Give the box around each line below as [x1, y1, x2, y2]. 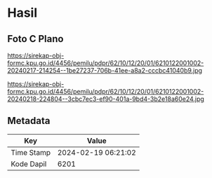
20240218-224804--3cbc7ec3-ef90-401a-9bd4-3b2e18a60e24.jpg [7, 95, 205, 103]
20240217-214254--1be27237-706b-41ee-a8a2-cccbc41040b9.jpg [7, 67, 202, 74]
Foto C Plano [7, 33, 64, 45]
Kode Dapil [11, 159, 47, 169]
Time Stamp [11, 147, 51, 157]
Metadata [7, 115, 51, 127]
